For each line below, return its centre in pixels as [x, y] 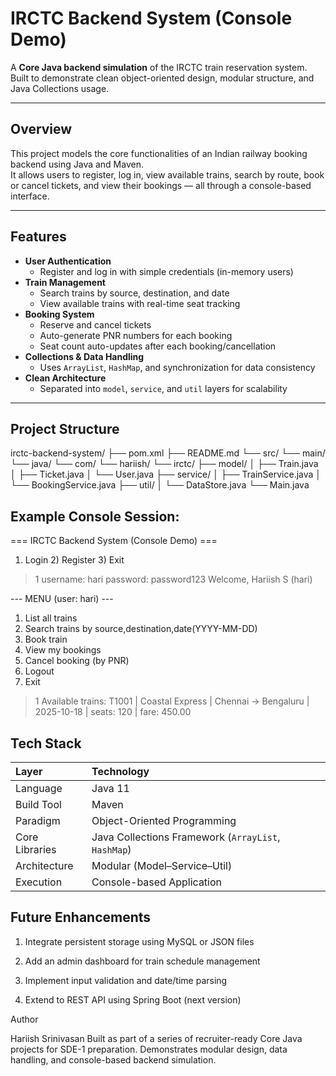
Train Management [65, 282]
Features [38, 237]
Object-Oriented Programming [164, 820]
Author [24, 1019]
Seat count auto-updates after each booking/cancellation [158, 346]
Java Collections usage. [60, 88]
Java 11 [110, 788]
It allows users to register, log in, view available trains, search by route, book [167, 174]
